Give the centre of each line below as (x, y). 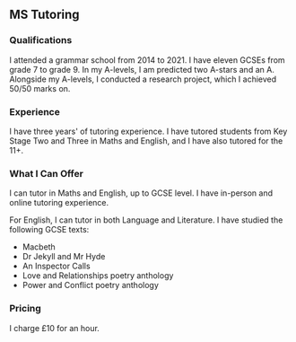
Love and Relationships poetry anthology (98, 276)
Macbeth (39, 247)
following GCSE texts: (49, 230)
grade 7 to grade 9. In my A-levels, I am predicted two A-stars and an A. (142, 69)
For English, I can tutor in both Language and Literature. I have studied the (146, 220)
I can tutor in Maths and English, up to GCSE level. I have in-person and (141, 193)
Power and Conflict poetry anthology (91, 285)
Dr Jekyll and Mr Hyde (64, 257)
